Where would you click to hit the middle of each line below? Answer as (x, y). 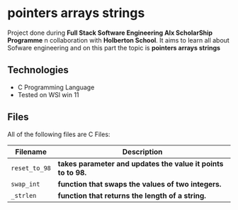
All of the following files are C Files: (59, 134)
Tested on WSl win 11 (48, 94)
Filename (31, 152)
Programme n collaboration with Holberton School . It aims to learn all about (119, 40)
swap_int (25, 184)
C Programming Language (56, 87)
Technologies (38, 70)
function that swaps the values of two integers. (140, 184)
